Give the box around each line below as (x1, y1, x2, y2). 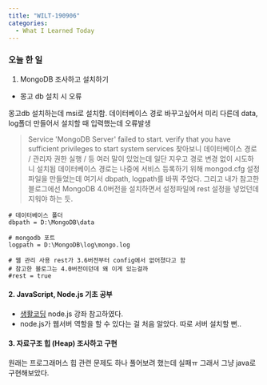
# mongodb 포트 (8, 234, 56, 242)
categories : (8, 19, 48, 27)
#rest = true (8, 271, 52, 280)
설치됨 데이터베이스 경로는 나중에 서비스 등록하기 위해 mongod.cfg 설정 (36, 163, 260, 173)
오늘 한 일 (8, 54, 42, 66)
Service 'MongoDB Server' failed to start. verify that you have (27, 134, 231, 144)
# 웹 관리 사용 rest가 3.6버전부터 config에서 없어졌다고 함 (8, 256, 186, 264)
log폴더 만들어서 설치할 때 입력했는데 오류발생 (8, 118, 151, 128)
